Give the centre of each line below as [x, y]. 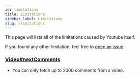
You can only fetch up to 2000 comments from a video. [68, 70]
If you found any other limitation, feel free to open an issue [64, 47]
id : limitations [22, 10]
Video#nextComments [33, 59]
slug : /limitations [25, 23]
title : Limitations [25, 14]
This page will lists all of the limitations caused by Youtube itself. [70, 37]
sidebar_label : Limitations [34, 19]
